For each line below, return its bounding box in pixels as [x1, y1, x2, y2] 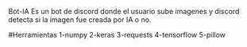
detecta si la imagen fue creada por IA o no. [8, 15, 152, 24]
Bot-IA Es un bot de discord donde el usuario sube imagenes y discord [8, 7, 240, 16]
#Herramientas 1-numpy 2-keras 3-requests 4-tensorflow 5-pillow [8, 31, 226, 39]
